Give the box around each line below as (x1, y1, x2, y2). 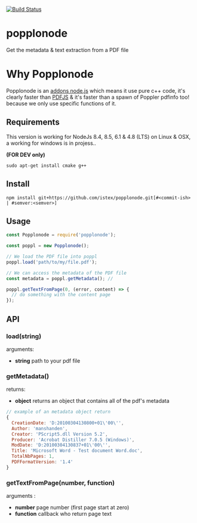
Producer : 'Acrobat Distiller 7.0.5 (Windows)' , (11, 437, 135, 443)
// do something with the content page (11, 292, 111, 298)
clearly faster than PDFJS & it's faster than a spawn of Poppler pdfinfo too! (6, 93, 190, 101)
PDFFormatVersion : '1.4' (11, 459, 73, 465)
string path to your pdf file (14, 357, 81, 364)
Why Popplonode (6, 68, 94, 81)
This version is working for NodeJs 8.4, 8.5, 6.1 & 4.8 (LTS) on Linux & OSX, (6, 133, 191, 140)
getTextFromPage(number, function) (6, 479, 115, 487)
